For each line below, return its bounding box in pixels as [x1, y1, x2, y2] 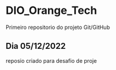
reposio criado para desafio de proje [5, 57, 97, 64]
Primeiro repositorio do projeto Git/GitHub [5, 24, 111, 31]
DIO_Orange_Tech [5, 4, 98, 17]
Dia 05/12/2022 [5, 41, 66, 51]
